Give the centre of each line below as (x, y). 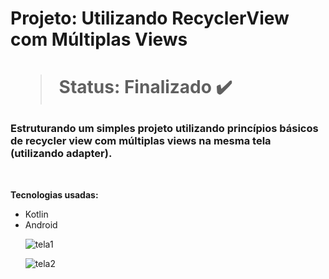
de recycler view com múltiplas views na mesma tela (141, 141)
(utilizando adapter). (61, 154)
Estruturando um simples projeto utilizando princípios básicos (164, 129)
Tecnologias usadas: (54, 194)
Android (41, 224)
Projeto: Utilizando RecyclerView (150, 18)
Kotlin (36, 214)
